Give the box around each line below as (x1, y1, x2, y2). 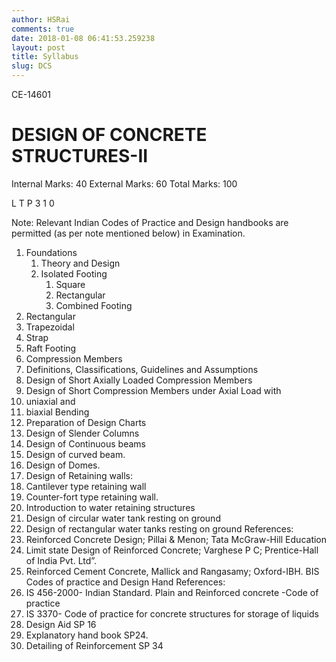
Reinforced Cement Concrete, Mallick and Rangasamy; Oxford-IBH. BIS (25, 565, 320, 577)
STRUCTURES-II (11, 145, 149, 168)
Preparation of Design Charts (25, 416, 147, 428)
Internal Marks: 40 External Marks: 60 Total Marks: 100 (11, 177, 238, 190)
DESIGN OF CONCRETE (11, 124, 208, 146)
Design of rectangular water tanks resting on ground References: (25, 522, 294, 535)
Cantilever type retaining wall (25, 480, 147, 492)
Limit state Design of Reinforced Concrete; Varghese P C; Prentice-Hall (25, 544, 319, 556)
